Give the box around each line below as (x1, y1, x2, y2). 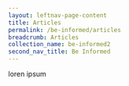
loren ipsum (8, 70, 47, 78)
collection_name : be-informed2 (8, 41, 111, 48)
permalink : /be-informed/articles (8, 26, 122, 34)
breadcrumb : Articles (8, 33, 79, 41)
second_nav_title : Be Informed (8, 48, 111, 56)
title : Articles (8, 19, 61, 27)
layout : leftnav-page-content (8, 11, 108, 20)
